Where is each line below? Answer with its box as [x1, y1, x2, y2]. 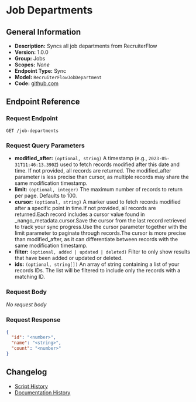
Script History [14, 383, 49, 390]
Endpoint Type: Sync [14, 67, 67, 74]
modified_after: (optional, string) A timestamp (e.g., [14, 154, 147, 161]
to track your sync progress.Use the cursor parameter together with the [14, 223, 188, 230]
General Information [6, 27, 81, 37]
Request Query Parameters [6, 141, 85, 150]
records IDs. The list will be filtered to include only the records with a [14, 266, 181, 273]
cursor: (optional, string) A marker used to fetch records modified [14, 198, 181, 205]
